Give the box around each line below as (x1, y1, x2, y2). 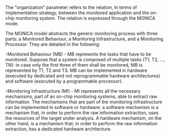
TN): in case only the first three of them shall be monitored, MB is (5, 62, 143, 68)
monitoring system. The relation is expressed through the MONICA (15, 15, 156, 21)
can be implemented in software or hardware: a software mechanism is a (5, 104, 159, 110)
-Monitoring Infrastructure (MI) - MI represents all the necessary (5, 88, 141, 94)
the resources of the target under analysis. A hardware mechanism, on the (5, 115, 162, 121)
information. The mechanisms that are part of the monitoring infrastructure (5, 99, 162, 105)
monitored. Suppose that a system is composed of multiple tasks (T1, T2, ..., (5, 57, 165, 63)
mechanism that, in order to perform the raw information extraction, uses (5, 109, 159, 116)
